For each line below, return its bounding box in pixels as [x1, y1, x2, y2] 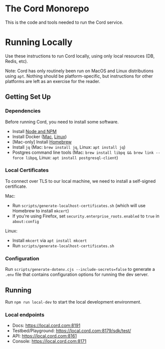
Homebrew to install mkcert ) [12, 208, 69, 214]
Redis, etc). [5, 58, 28, 64]
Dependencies [5, 107, 41, 114]
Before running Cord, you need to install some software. [5, 119, 119, 125]
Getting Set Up [5, 92, 51, 101]
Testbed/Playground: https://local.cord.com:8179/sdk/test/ [12, 328, 132, 334]
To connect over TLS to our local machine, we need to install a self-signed [5, 178, 156, 184]
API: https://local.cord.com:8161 [12, 333, 77, 339]
